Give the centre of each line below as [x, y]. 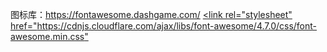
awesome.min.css [47, 36]
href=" [24, 26]
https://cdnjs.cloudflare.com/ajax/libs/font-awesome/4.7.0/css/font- [177, 26]
